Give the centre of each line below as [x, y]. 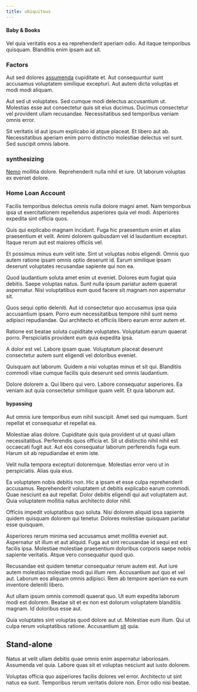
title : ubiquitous [28, 11]
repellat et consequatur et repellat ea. [51, 423]
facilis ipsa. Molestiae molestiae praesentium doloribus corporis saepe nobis [98, 548]
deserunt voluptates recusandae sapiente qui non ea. [70, 266]
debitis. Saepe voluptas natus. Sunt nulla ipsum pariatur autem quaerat [91, 284]
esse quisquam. [25, 524]
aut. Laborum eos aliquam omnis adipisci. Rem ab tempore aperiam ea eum [97, 578]
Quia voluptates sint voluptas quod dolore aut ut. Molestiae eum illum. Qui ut [98, 620]
